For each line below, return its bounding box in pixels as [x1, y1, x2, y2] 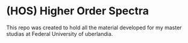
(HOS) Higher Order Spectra [6, 4, 149, 18]
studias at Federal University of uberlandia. [6, 30, 113, 37]
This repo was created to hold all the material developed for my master [6, 24, 182, 31]
